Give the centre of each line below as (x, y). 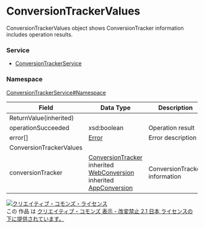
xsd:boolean (106, 128)
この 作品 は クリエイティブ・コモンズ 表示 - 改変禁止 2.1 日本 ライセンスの (100, 211)
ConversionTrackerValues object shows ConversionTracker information (95, 28)
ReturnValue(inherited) (42, 118)
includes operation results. (39, 34)
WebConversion (111, 173)
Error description (172, 137)
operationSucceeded (39, 128)
